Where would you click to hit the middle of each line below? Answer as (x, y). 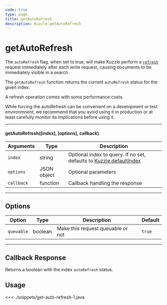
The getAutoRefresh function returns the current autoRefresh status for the (81, 82)
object (47, 175)
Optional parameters (92, 172)
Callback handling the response (105, 183)
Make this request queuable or (92, 229)
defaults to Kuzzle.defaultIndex (104, 161)
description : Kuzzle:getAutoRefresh (43, 24)
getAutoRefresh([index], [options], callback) (52, 133)
